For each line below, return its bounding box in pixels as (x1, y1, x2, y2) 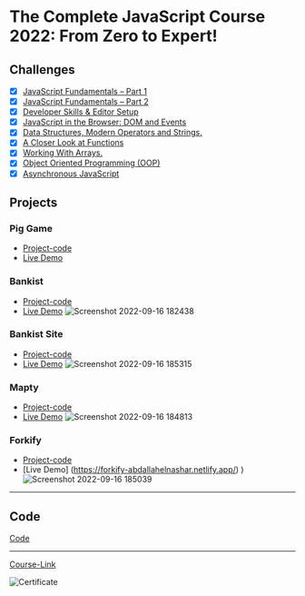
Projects (9, 194, 58, 210)
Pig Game (9, 222, 53, 234)
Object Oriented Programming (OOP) (22, 157, 161, 169)
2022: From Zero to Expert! (9, 25, 218, 46)
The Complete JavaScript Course (9, 6, 266, 27)
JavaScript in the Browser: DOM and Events (22, 116, 187, 128)
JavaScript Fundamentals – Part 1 (22, 86, 148, 96)
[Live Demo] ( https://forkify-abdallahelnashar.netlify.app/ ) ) (22, 464, 244, 475)
